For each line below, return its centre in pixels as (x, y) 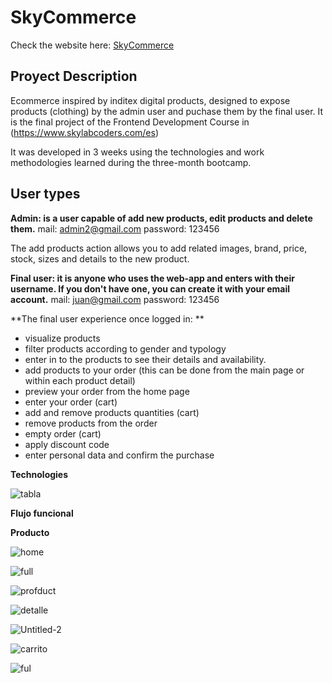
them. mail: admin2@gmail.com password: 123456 (115, 228)
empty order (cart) (63, 433)
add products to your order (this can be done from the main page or (164, 370)
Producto (30, 532)
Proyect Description (74, 76)
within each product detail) (80, 380)
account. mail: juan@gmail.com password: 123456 (115, 299)
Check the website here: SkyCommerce (92, 45)
